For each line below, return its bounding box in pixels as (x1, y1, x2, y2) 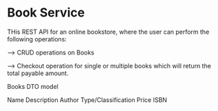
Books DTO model (7, 82, 58, 90)
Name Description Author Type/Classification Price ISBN (7, 95, 167, 104)
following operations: (7, 34, 67, 43)
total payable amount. (7, 69, 69, 77)
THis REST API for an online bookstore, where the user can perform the (7, 28, 210, 36)
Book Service (7, 5, 85, 21)
